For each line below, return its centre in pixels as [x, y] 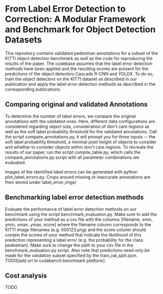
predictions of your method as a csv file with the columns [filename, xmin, [79, 219]
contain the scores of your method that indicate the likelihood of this [73, 235]
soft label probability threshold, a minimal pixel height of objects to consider [81, 142]
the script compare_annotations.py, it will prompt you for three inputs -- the [80, 137]
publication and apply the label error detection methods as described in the [80, 84]
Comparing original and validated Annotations [76, 104]
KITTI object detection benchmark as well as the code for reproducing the [79, 58]
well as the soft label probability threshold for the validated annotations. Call [81, 131]
